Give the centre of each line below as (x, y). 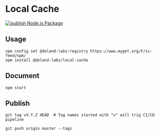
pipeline (15, 120)
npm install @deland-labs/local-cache (47, 60)
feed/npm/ (16, 55)
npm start (16, 88)
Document (22, 76)
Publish (18, 103)
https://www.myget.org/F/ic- (121, 51)
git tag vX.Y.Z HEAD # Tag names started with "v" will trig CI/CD (80, 115)
